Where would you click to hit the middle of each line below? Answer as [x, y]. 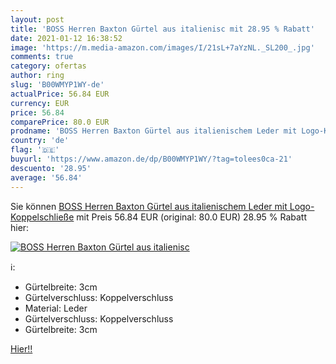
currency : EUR [40, 103]
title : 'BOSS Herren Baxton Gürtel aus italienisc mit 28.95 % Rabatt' [162, 29]
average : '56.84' [46, 177]
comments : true [42, 57]
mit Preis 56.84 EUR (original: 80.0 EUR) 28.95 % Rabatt [192, 217]
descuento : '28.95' [51, 168]
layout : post [37, 19]
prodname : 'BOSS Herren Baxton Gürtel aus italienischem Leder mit [154, 131]
